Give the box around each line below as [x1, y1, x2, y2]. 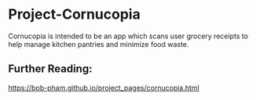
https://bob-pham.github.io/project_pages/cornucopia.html [8, 83, 199, 92]
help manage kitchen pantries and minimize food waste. [8, 39, 189, 48]
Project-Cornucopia [8, 5, 141, 23]
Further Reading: [8, 62, 93, 76]
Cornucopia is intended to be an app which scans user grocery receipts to [8, 31, 249, 41]
